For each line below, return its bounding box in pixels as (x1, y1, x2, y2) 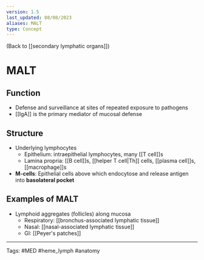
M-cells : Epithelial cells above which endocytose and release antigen (15, 170, 189, 177)
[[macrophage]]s (24, 163, 67, 171)
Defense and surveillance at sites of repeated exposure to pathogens (15, 104, 188, 111)
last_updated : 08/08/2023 (6, 15, 72, 21)
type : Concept (6, 26, 42, 32)
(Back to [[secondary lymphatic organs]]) (6, 43, 110, 50)
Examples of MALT (6, 194, 79, 204)
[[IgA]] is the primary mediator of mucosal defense (15, 111, 143, 118)
